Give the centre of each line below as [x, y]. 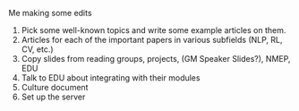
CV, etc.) [38, 49]
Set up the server [53, 97]
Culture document [55, 87]
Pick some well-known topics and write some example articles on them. [154, 30]
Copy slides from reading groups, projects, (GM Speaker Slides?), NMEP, [156, 59]
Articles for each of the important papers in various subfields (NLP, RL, [152, 40]
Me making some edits [50, 13]
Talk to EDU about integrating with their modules [111, 78]
